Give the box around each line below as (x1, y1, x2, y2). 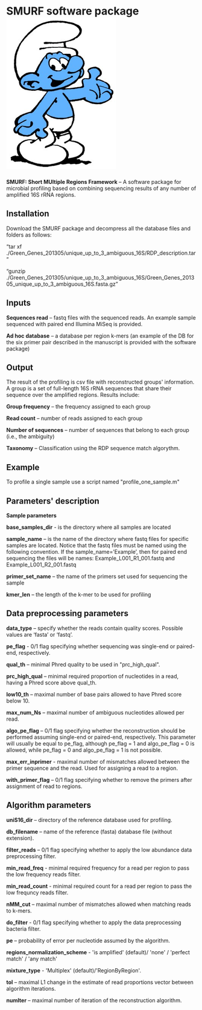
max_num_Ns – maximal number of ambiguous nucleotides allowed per (6, 709, 185, 716)
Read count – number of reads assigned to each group (6, 415, 143, 422)
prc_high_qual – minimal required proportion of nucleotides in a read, (6, 672, 179, 680)
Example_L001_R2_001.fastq (6, 561, 77, 568)
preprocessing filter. (6, 852, 57, 860)
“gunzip (6, 267, 26, 275)
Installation (6, 209, 49, 219)
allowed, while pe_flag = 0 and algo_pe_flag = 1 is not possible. (6, 746, 163, 753)
